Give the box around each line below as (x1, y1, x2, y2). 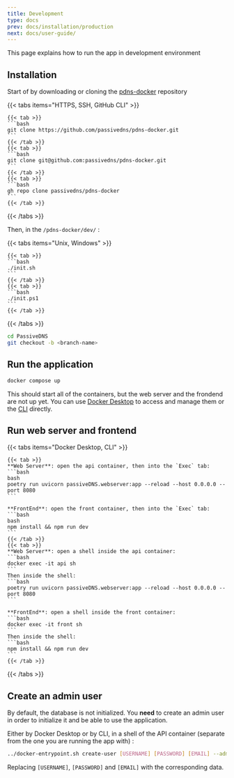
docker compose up (7, 377, 61, 384)
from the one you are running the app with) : (7, 737, 134, 745)
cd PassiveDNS (7, 333, 49, 340)
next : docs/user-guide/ (7, 29, 77, 37)
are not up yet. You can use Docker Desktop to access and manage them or (7, 397, 225, 405)
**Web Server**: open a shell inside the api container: (7, 548, 176, 555)
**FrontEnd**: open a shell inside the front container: (7, 609, 176, 616)
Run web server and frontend (7, 424, 137, 436)
